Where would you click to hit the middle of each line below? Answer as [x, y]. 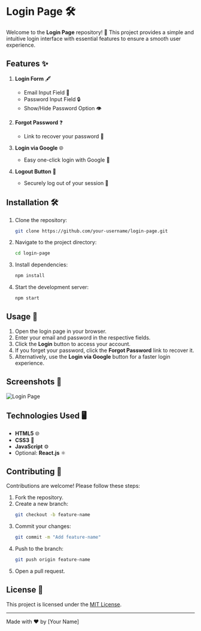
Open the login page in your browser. [60, 331]
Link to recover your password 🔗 [64, 136]
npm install [30, 276]
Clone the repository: [41, 220]
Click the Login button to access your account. [73, 344]
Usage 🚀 [22, 317]
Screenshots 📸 [34, 382]
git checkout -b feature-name [53, 515]
